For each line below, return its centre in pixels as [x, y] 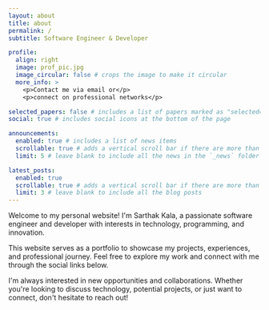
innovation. [27, 232]
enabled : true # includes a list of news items [96, 141]
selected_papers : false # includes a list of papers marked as [116, 112]
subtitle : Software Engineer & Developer [78, 38]
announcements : [34, 134]
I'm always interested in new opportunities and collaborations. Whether [126, 280]
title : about [30, 23]
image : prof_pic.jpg [50, 68]
